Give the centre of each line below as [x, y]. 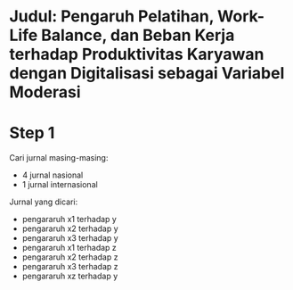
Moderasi [45, 92]
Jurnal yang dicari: [44, 202]
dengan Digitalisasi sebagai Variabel [147, 74]
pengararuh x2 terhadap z [70, 257]
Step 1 [32, 133]
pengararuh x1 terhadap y [69, 220]
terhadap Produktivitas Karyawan [137, 54]
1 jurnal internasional [60, 185]
